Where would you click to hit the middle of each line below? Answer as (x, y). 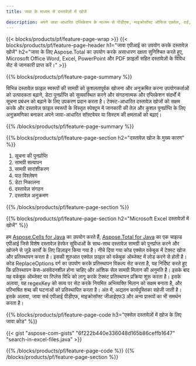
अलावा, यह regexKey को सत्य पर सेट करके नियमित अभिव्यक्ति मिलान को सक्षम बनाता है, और (94, 283)
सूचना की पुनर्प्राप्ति (31, 156)
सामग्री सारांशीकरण (32, 169)
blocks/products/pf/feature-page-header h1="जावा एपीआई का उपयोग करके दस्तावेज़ (97, 45)
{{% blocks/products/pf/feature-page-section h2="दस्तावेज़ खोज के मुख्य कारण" (95, 137)
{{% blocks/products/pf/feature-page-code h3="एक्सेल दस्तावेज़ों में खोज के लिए (94, 314)
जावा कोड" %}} (22, 321)
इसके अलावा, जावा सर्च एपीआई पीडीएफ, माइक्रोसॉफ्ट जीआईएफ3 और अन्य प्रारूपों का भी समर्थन (94, 296)
